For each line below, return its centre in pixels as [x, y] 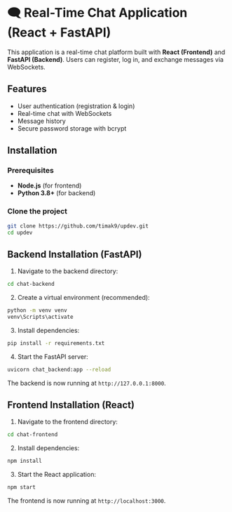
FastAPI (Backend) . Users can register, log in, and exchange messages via [116, 59]
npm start [22, 487]
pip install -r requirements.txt [56, 343]
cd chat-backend [31, 284]
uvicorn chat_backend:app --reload [59, 369]
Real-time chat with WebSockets [64, 113]
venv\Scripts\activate [40, 317]
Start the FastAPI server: [53, 356]
